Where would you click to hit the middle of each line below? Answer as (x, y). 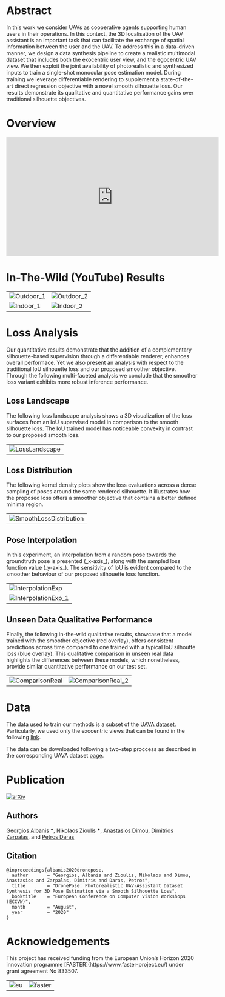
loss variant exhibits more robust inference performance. (77, 382)
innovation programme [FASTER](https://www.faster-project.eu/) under (95, 965)
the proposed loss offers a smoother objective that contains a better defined (102, 498)
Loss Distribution (39, 470)
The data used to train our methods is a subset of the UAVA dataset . (91, 724)
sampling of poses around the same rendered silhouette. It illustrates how (98, 492)
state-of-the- (177, 79)
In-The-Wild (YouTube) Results (86, 278)
